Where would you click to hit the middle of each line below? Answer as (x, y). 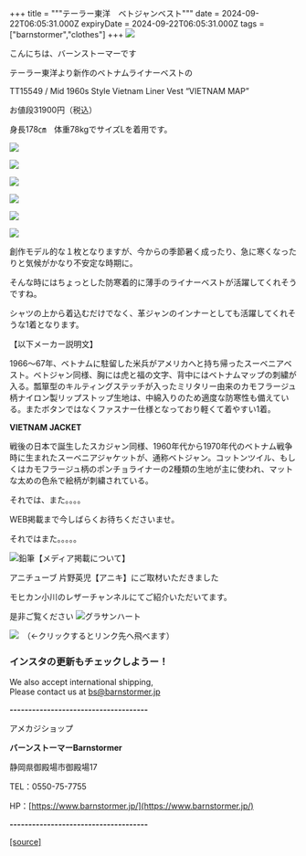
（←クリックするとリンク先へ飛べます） (100, 636)
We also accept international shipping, (81, 682)
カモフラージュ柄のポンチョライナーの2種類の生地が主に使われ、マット (159, 469)
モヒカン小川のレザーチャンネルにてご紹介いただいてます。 (121, 597)
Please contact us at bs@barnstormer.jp (85, 692)
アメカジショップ (42, 728)
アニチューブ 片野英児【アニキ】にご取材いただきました (114, 577)
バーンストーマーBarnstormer (66, 748)
